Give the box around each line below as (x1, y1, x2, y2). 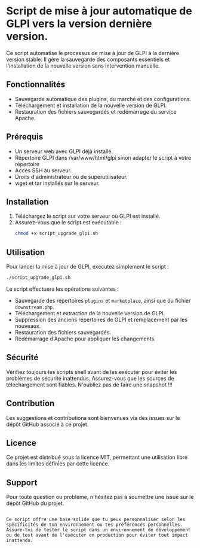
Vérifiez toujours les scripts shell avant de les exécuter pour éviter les (6, 368, 177, 375)
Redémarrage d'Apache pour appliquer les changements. (14, 335, 156, 342)
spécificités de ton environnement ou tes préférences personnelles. (6, 522, 183, 528)
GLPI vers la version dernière (6, 17, 152, 31)
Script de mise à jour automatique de (6, 4, 192, 18)
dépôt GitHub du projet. (6, 500, 64, 507)
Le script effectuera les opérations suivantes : (6, 285, 119, 293)
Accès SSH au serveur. (14, 166, 72, 174)
